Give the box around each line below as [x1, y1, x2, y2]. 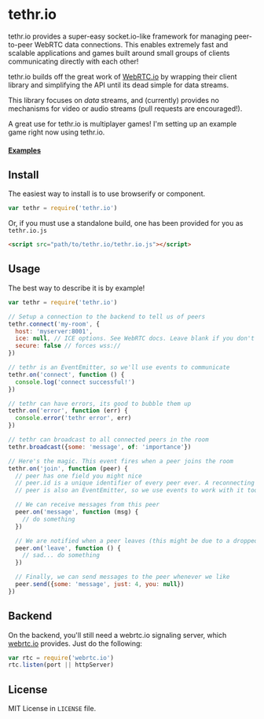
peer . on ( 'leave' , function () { [15, 544, 122, 552]
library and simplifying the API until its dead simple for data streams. [8, 80, 229, 90]
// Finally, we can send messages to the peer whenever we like [15, 573, 230, 581]
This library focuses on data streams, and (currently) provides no [8, 95, 220, 105]
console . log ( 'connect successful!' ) [15, 378, 135, 386]
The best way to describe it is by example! [8, 283, 145, 293]
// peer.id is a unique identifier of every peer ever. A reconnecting [15, 479, 255, 487]
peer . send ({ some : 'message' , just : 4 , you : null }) [15, 581, 185, 588]
